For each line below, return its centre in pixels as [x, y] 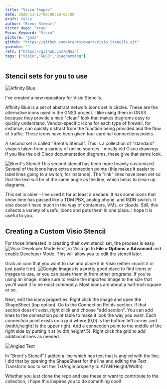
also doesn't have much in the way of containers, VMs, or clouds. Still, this [82, 205]
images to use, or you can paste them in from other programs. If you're [78, 274]
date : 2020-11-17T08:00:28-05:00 [40, 14]
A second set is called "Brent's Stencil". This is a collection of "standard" [80, 144]
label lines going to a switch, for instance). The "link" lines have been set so [83, 174]
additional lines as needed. [33, 337]
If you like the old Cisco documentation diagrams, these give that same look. [84, 154]
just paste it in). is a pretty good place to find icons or [79, 269]
